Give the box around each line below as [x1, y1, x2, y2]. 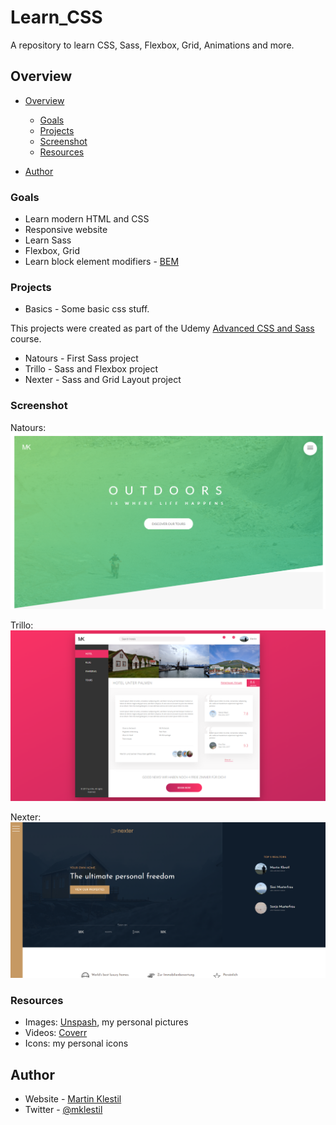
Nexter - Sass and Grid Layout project [24, 374, 182, 386]
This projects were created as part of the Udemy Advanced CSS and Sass [10, 322, 315, 335]
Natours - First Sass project [24, 352, 139, 365]
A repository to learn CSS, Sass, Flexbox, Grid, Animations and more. [10, 39, 295, 51]
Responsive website [24, 224, 108, 236]
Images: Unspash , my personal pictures [24, 1016, 189, 1028]
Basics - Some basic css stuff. [24, 303, 150, 315]
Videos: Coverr [24, 1027, 88, 1039]
